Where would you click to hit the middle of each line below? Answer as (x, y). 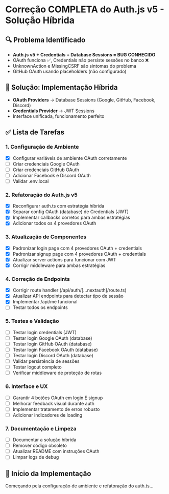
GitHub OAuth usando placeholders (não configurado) (69, 71)
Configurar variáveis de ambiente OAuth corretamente (70, 158)
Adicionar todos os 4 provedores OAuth (54, 223)
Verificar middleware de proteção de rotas (57, 373)
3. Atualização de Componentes (46, 237)
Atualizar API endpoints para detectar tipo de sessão (68, 296)
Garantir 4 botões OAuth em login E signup (58, 398)
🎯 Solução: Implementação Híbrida (62, 87)
